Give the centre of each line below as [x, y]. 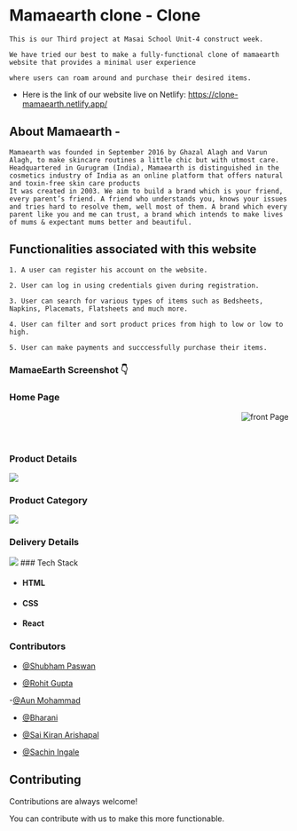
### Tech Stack [49, 562]
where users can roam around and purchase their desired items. [130, 78]
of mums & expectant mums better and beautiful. [101, 222]
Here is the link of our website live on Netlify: [104, 94]
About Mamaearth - [65, 132]
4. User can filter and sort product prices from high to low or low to [146, 324]
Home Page [35, 398]
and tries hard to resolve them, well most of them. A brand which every [148, 206]
